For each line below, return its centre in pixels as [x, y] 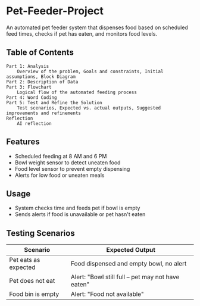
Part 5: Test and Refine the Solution [54, 102]
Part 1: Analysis [28, 66]
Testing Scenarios [41, 233]
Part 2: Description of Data [42, 82]
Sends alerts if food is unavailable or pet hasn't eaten [80, 214]
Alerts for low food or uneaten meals [60, 175]
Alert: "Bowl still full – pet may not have [125, 277]
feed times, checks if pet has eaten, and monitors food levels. [82, 33]
